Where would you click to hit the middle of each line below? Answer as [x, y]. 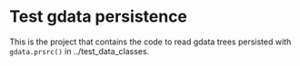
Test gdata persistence [99, 17]
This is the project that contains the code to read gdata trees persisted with [150, 42]
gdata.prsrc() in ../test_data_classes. [80, 51]
